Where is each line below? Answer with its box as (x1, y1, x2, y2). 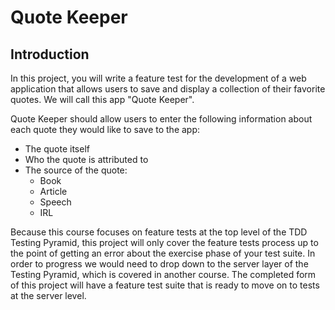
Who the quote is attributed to (24, 154, 149, 165)
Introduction (10, 46, 90, 63)
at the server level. (10, 290, 87, 301)
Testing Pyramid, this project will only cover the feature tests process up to (10, 237, 319, 248)
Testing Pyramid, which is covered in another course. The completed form (10, 269, 317, 280)
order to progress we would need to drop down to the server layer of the (10, 258, 309, 270)
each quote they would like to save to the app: (10, 124, 201, 135)
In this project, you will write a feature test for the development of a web (10, 72, 307, 84)
